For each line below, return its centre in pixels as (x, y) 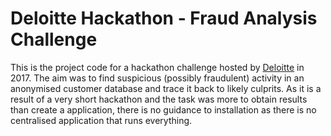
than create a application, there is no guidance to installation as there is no (163, 109)
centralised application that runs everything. (101, 120)
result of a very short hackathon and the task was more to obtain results (159, 99)
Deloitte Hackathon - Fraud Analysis (164, 18)
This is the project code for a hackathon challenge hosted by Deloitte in (157, 67)
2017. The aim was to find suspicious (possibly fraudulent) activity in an (157, 78)
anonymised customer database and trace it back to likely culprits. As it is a (166, 88)
